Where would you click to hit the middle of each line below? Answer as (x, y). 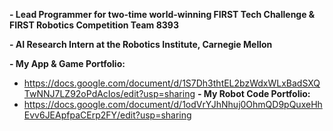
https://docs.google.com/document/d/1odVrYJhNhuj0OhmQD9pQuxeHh (173, 104)
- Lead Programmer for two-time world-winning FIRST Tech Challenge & (162, 14)
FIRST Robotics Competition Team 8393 (94, 25)
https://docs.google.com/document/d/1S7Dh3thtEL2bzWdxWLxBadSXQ (172, 83)
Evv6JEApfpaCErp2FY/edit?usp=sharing (107, 115)
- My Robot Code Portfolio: (254, 93)
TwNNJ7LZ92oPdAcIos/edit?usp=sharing (109, 93)
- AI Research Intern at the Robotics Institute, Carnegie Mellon (141, 44)
